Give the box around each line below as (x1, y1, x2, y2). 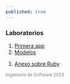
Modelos (14, 49, 36, 56)
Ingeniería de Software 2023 (5, 71, 65, 78)
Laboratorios (5, 28, 44, 37)
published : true (5, 8, 46, 15)
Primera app (14, 42, 45, 49)
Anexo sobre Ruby (14, 60, 60, 67)
